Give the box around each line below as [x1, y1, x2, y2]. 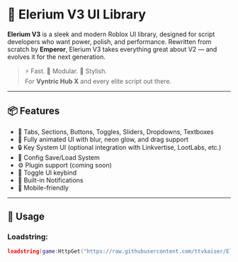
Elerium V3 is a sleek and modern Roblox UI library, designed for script [7, 30, 215, 38]
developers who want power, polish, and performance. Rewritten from [7, 37, 212, 45]
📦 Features [7, 105, 60, 117]
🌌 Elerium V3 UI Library [7, 6, 147, 23]
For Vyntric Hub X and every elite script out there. [24, 77, 172, 85]
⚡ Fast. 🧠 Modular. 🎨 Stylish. [24, 67, 108, 75]
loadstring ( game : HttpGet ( [7, 248, 84, 255]
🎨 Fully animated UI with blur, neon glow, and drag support [17, 135, 189, 143]
